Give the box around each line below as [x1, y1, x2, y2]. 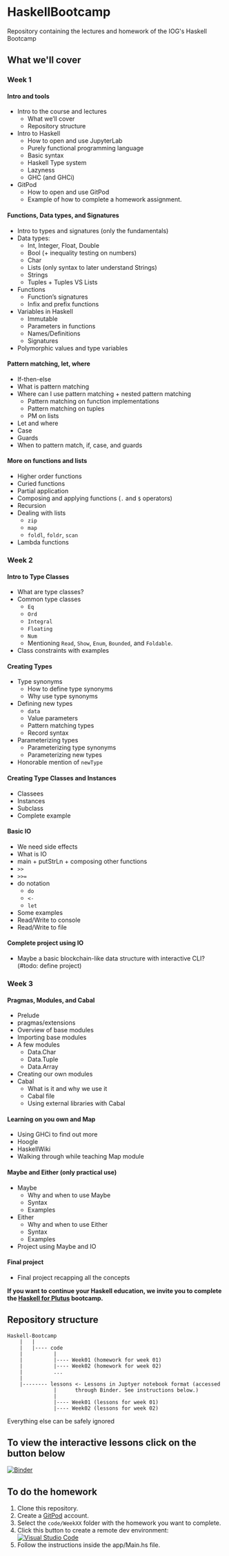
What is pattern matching [17, 382, 90, 391]
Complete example [17, 811, 71, 820]
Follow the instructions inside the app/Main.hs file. [17, 1541, 161, 1549]
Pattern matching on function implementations [27, 397, 160, 405]
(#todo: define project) [17, 962, 82, 969]
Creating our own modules [17, 1070, 93, 1079]
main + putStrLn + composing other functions [17, 857, 148, 865]
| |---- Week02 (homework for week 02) [19, 1362, 162, 1370]
